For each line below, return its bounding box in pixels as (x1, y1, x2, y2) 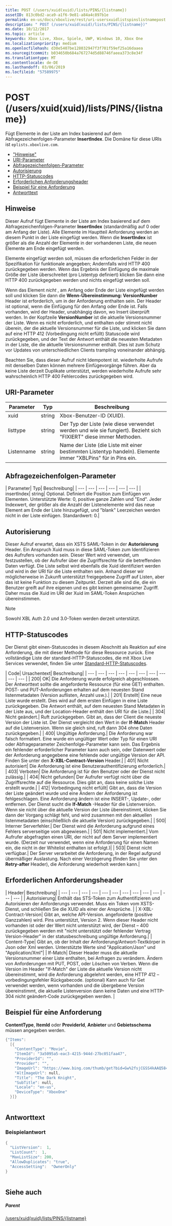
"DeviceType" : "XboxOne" (14, 1089, 68, 1095)
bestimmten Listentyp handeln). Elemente (59, 447, 160, 455)
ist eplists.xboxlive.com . (5, 141, 59, 147)
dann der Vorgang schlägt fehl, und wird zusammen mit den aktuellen (5, 812, 152, 818)
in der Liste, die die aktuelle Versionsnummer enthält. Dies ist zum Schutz (5, 341, 160, 347)
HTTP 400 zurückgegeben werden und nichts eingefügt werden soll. (5, 277, 150, 283)
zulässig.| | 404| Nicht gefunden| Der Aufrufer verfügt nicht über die (5, 774, 150, 780)
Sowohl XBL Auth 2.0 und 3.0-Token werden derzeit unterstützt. (5, 615, 140, 621)
